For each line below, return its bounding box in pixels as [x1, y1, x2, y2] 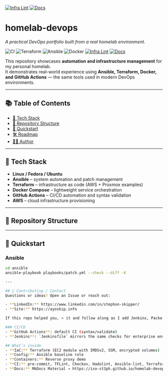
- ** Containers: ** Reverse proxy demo [5, 357, 86, 362]
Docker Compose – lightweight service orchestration [12, 186, 122, 192]
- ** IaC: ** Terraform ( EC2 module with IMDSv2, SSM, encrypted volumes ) [5, 347, 160, 352]
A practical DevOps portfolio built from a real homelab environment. [5, 38, 145, 44]
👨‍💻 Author [12, 138, 34, 144]
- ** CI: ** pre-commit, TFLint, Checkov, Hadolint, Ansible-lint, [5, 361, 144, 367]
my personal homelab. [5, 63, 51, 69]
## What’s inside [5, 343, 41, 348]
